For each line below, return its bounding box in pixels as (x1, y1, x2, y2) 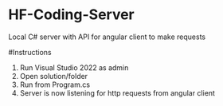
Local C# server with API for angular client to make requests (8, 32, 205, 41)
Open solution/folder (19, 71, 88, 80)
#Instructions (8, 47, 52, 57)
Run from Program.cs (19, 80, 90, 89)
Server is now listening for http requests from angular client (19, 88, 215, 97)
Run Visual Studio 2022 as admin (19, 62, 129, 73)
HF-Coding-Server (8, 6, 135, 24)
